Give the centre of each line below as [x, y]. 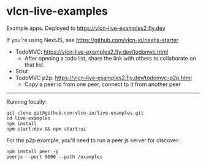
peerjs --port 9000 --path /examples [55, 157]
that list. [34, 65]
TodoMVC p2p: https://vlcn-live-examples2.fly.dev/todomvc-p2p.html [103, 78]
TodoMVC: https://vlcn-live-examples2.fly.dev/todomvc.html [92, 52]
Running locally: [27, 101]
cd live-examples [29, 118]
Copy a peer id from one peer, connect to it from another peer [103, 84]
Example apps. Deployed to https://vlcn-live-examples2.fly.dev [86, 28]
